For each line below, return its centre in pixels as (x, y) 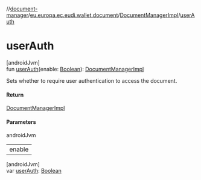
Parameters (21, 122)
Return (15, 95)
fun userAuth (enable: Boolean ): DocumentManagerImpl (75, 69)
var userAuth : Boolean (34, 171)
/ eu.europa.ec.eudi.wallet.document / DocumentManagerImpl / (104, 15)
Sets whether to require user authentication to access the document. (92, 80)
